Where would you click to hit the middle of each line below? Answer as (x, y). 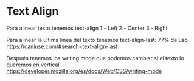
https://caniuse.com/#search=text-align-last (62, 46)
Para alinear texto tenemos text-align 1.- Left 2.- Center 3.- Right (87, 28)
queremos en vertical (33, 65)
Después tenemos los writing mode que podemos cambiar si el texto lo (95, 58)
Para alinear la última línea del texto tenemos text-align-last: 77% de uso (97, 40)
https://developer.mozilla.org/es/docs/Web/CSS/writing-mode (84, 71)
